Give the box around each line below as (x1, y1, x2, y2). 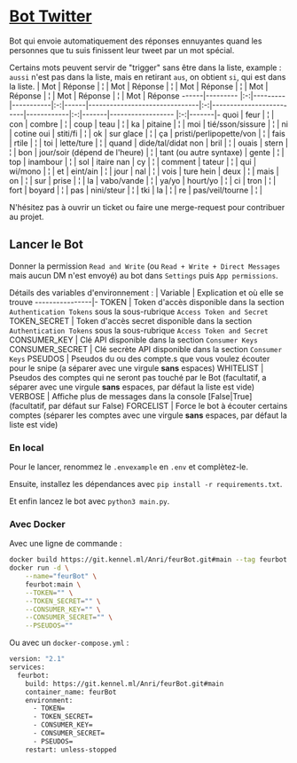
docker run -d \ (9, 563, 69, 573)
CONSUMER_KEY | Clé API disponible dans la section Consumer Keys (9, 334, 259, 345)
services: (9, 663, 46, 672)
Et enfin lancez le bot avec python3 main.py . (9, 496, 170, 507)
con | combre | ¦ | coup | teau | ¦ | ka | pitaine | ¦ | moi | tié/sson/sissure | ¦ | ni (9, 118, 288, 130)
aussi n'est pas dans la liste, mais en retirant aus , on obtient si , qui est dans (9, 71, 286, 82)
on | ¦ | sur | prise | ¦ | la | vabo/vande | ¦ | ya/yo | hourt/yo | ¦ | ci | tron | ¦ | (9, 175, 277, 185)
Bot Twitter (9, 6, 92, 27)
